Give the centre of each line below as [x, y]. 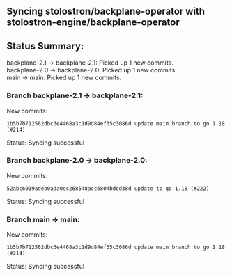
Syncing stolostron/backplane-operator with [106, 11]
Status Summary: [45, 46]
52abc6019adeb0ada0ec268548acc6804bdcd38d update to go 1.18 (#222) [108, 188]
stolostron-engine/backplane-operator [93, 23]
